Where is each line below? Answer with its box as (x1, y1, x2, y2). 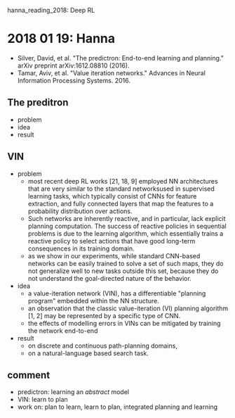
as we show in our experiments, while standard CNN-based (27, 251, 201, 260)
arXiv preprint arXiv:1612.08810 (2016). (17, 61, 130, 70)
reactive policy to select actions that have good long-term (27, 236, 196, 245)
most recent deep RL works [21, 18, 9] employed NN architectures (27, 177, 219, 185)
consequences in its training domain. (27, 244, 135, 253)
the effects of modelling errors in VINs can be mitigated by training (27, 319, 221, 327)
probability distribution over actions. (27, 207, 133, 215)
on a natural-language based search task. (27, 348, 149, 357)
